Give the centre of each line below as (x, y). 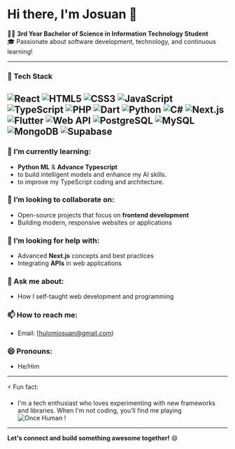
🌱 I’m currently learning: (49, 152)
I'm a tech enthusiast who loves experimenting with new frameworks (116, 403)
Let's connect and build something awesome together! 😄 (93, 438)
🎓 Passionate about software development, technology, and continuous (112, 41)
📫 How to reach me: (43, 315)
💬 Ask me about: (36, 281)
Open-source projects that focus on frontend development (103, 215)
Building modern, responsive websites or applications (95, 222)
